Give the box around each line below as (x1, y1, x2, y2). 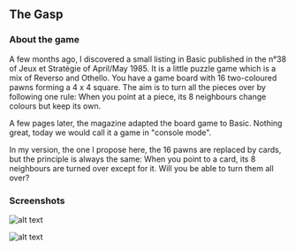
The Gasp (9, 7, 64, 22)
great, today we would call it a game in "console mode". (9, 127, 212, 138)
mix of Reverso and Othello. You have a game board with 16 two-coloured (9, 72, 277, 83)
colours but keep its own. (9, 101, 102, 111)
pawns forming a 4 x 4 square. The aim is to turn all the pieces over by (9, 81, 267, 92)
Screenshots (9, 194, 65, 207)
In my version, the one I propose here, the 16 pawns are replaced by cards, (9, 144, 282, 155)
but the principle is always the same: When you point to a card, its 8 (9, 154, 256, 164)
